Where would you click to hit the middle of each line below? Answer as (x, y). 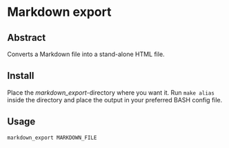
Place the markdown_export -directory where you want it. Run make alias (111, 92)
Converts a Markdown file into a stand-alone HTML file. (86, 54)
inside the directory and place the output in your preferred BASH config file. (115, 100)
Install (21, 76)
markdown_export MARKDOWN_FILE (52, 138)
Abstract (27, 38)
